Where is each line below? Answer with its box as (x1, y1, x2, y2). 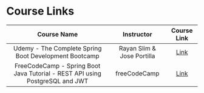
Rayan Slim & (118, 44, 157, 52)
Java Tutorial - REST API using (13, 69, 102, 77)
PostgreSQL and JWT (26, 77, 89, 85)
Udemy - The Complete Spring (13, 44, 102, 52)
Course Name (37, 30, 78, 38)
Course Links (6, 4, 75, 18)
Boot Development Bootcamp (15, 52, 100, 60)
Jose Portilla (120, 52, 155, 60)
